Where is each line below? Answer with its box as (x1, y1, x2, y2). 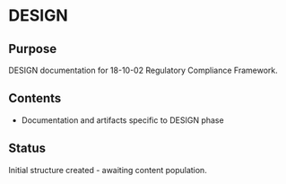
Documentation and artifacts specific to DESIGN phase (21, 114, 225, 126)
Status (8, 141, 47, 156)
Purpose (8, 41, 57, 57)
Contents (8, 91, 62, 106)
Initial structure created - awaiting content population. (8, 164, 207, 175)
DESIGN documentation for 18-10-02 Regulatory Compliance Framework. (8, 65, 279, 75)
